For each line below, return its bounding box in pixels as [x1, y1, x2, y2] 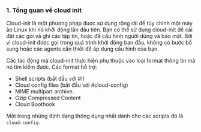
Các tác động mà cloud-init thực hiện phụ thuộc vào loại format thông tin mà [6, 57, 196, 64]
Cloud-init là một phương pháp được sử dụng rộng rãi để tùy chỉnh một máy [6, 20, 193, 27]
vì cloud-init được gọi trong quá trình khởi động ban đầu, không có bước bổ [6, 39, 192, 46]
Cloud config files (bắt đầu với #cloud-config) [14, 81, 128, 89]
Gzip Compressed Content [14, 94, 81, 102]
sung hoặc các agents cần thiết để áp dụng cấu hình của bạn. [6, 45, 159, 52]
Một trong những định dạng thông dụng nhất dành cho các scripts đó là [6, 112, 184, 120]
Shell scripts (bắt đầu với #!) [14, 75, 85, 83]
